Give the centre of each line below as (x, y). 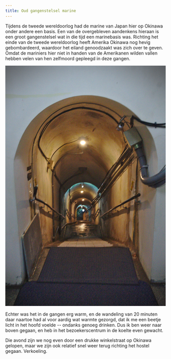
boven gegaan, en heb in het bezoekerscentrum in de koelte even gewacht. (84, 330)
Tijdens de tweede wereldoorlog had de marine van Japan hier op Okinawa (84, 26)
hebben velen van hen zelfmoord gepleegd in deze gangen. (68, 58)
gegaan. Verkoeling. (26, 351)
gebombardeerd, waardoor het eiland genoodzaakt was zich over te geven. (84, 47)
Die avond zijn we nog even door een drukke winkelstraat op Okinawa (78, 340)
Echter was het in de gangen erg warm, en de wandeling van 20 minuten (81, 314)
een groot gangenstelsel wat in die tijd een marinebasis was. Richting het (82, 37)
